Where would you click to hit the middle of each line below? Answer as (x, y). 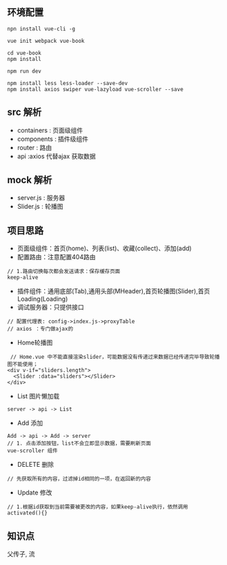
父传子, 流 (21, 554)
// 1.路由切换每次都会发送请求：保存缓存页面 (64, 272)
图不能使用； (23, 364)
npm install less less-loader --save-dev (68, 83)
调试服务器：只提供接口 (50, 307)
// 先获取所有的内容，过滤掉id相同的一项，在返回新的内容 (79, 479)
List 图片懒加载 (38, 396)
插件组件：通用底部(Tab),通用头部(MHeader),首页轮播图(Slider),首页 (113, 291)
